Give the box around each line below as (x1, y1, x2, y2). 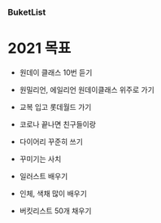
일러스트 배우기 (19, 171, 68, 181)
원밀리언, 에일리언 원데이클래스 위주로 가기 (19, 85, 155, 94)
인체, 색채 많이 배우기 (19, 188, 87, 198)
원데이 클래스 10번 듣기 (19, 68, 93, 77)
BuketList (7, 7, 46, 18)
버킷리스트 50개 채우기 (19, 206, 92, 216)
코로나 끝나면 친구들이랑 (19, 119, 97, 129)
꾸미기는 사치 (19, 154, 62, 164)
